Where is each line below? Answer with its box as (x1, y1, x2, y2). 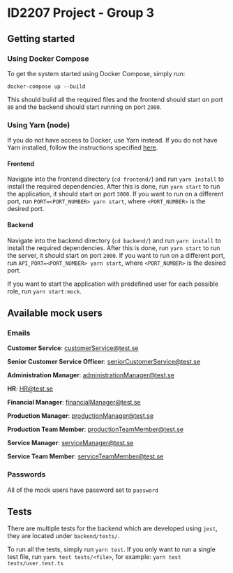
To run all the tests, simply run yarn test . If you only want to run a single (7, 545, 216, 553)
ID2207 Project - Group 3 (7, 5, 155, 21)
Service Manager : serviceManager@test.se (7, 439, 134, 447)
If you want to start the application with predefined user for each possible (7, 280, 218, 288)
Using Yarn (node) (7, 120, 70, 130)
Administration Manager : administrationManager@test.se (7, 371, 174, 379)
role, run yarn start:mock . (7, 286, 82, 295)
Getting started (7, 33, 75, 45)
